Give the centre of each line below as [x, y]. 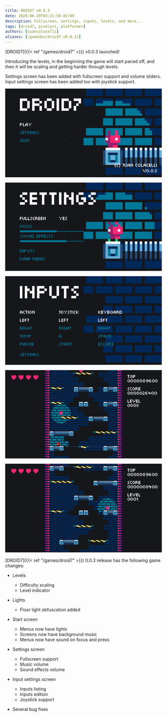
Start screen [25, 619]
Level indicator [35, 590]
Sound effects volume [42, 670]
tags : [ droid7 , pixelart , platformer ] [45, 26]
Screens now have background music [58, 634]
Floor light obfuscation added [50, 610]
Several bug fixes [30, 709]
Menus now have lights [43, 629]
